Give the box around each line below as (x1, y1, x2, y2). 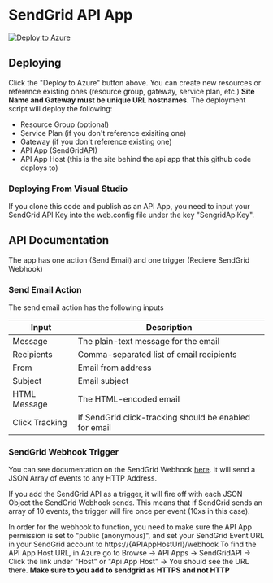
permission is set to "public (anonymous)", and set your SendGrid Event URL (8, 531, 265, 541)
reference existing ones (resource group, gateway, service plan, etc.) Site (8, 86, 255, 96)
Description (145, 322, 193, 333)
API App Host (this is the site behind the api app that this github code (19, 154, 252, 163)
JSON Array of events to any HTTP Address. (8, 473, 157, 483)
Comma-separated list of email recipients (77, 349, 237, 360)
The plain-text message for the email (77, 336, 220, 347)
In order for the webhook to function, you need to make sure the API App (8, 522, 252, 532)
